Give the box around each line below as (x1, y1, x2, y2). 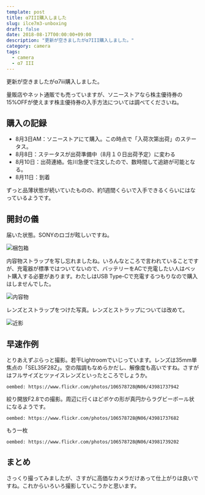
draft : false (6, 26, 40, 32)
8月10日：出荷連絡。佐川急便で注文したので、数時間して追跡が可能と (15, 158, 190, 166)
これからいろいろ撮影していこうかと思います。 (22, 482, 140, 489)
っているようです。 (6, 194, 54, 202)
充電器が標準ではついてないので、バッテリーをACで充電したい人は (17, 265, 185, 272)
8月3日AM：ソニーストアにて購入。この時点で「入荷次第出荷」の (15, 135, 181, 143)
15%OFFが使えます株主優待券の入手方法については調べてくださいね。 (6, 99, 182, 106)
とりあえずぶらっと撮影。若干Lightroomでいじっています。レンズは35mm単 (6, 356, 197, 363)
